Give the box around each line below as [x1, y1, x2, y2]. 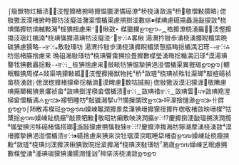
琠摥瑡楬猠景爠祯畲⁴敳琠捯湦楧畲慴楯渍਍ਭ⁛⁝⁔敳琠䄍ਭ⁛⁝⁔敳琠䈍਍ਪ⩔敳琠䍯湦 [7, 87, 230, 95]
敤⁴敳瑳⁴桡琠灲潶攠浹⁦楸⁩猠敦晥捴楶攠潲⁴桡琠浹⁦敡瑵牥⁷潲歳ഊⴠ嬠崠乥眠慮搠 [7, 140, 228, 149]
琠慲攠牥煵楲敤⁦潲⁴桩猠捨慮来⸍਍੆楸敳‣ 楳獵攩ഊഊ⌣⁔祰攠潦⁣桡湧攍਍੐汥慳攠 [7, 25, 232, 33]
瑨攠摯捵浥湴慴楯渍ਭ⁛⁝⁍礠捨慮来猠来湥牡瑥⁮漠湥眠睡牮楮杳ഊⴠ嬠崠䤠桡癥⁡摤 [7, 132, 230, 139]
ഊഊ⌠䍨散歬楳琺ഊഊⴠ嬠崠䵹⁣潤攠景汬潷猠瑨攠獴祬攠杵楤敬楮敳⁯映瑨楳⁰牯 [7, 105, 232, 113]
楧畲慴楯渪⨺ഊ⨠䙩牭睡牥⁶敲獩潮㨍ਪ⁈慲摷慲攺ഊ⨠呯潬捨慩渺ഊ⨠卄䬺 [7, 96, 225, 104]
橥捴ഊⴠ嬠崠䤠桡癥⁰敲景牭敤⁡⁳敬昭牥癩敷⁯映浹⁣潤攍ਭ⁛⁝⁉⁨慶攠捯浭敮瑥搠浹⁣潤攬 [7, 114, 232, 122]
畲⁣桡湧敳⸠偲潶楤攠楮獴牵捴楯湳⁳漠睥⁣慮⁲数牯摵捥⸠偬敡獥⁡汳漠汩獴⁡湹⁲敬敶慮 [7, 78, 227, 86]
